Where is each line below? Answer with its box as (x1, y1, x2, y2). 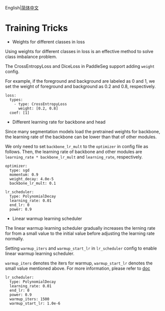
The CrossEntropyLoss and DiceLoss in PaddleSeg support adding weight (5, 63, 155, 69)
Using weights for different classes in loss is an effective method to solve (5, 48, 154, 54)
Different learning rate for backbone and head (12, 119, 106, 125)
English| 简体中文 (5, 5, 39, 10)
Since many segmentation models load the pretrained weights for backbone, (5, 128, 161, 134)
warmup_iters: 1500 (9, 297, 50, 302)
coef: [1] (9, 110, 30, 115)
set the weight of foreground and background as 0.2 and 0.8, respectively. (5, 83, 156, 89)
